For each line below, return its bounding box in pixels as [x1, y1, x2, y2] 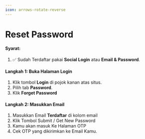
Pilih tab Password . [12, 85, 53, 91]
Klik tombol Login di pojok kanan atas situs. [12, 79, 102, 85]
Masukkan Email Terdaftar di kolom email [12, 113, 98, 119]
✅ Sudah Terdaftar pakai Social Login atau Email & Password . [12, 57, 141, 63]
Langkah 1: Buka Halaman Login [5, 68, 72, 74]
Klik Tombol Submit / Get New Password [12, 118, 96, 124]
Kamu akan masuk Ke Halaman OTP [12, 123, 86, 129]
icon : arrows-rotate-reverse [5, 7, 66, 12]
